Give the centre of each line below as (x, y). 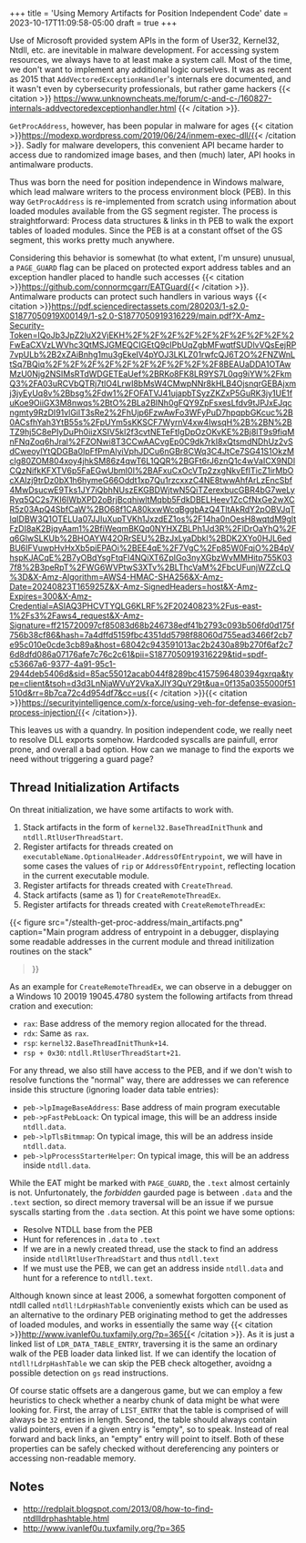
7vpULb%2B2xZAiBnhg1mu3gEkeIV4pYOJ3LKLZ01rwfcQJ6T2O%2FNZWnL (153, 355)
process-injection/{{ (47, 712)
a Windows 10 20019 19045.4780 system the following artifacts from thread (151, 996)
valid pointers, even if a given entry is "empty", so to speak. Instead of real (149, 1429)
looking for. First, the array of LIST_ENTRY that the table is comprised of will (149, 1409)
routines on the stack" (51, 951)
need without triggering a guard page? (82, 759)
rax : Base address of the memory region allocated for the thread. (144, 1023)
